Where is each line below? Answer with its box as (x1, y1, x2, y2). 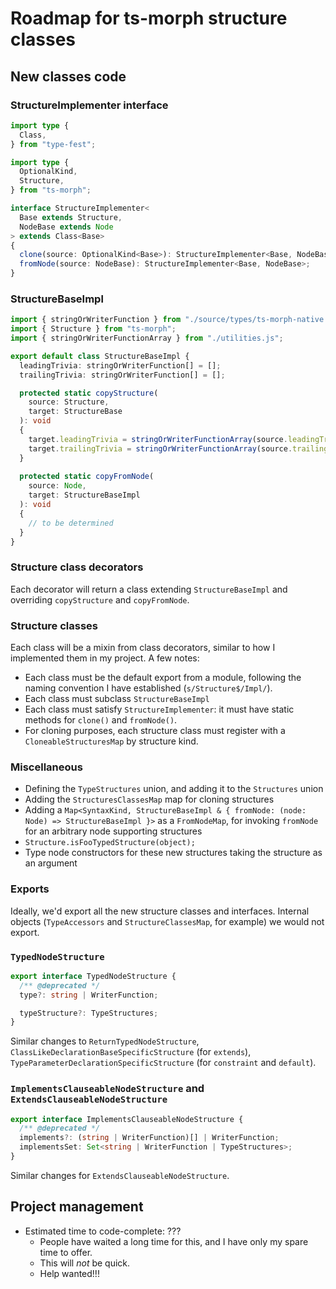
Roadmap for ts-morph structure (10, 7, 288, 30)
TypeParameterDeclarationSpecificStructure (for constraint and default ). (10, 1057, 317, 1069)
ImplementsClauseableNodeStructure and (10, 1082, 205, 1096)
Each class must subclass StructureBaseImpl (24, 693, 210, 705)
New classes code (10, 68, 127, 85)
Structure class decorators (10, 560, 144, 574)
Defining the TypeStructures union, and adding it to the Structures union (24, 783, 324, 795)
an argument (24, 857, 78, 869)
